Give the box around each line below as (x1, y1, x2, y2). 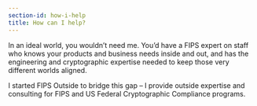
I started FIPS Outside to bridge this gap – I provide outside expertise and (8, 80, 245, 90)
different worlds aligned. (8, 65, 88, 75)
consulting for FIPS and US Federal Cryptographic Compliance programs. (8, 89, 246, 98)
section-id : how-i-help (8, 11, 86, 20)
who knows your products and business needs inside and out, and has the (8, 49, 249, 58)
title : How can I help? (8, 19, 86, 27)
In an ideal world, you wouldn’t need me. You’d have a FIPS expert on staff (8, 40, 249, 49)
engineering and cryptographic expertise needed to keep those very (8, 57, 229, 67)
